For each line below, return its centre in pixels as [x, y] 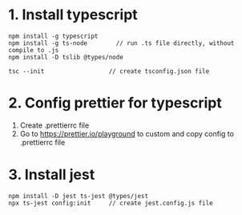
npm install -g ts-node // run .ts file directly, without [121, 43]
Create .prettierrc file [54, 125]
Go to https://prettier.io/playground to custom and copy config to [127, 133]
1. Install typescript [73, 15]
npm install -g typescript [53, 36]
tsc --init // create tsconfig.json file [109, 71]
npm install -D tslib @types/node [66, 57]
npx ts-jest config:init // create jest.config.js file [111, 203]
